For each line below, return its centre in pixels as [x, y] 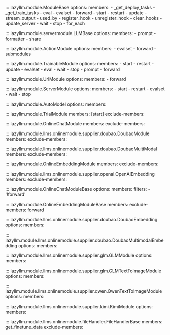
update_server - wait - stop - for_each [45, 23]
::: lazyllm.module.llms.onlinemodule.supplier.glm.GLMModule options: [79, 255]
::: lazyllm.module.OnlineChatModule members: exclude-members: [75, 124]
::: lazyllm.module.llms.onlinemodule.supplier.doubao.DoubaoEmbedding [81, 220]
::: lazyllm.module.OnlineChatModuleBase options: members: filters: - [78, 189]
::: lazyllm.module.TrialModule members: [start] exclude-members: [75, 114]
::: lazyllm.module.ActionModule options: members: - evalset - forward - [81, 48]
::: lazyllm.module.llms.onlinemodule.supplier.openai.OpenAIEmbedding [80, 174]
